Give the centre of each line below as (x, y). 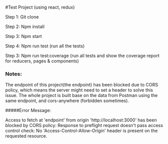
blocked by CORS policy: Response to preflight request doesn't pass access (84, 125)
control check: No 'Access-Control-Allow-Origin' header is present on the (81, 131)
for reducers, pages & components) (42, 61)
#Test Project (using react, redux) (40, 7)
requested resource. (26, 136)
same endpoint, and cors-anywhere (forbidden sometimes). (67, 101)
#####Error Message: (28, 110)
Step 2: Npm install (25, 26)
